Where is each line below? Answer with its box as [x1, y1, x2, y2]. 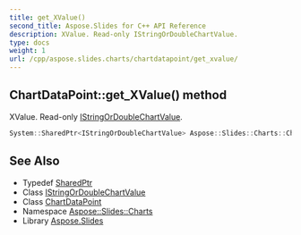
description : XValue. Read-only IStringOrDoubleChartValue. [9, 29, 239, 38]
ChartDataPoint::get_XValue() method [9, 88, 227, 103]
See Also [9, 154, 60, 169]
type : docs [9, 38, 50, 47]
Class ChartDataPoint [21, 196, 102, 206]
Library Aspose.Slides [21, 215, 104, 226]
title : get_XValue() [9, 13, 87, 22]
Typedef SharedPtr [21, 177, 93, 188]
